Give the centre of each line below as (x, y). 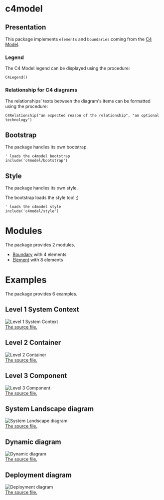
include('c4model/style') (32, 211)
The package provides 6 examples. (41, 294)
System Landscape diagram (49, 409)
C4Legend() (16, 77)
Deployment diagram (39, 475)
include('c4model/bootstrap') (37, 160)
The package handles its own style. (42, 188)
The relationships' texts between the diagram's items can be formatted (78, 101)
